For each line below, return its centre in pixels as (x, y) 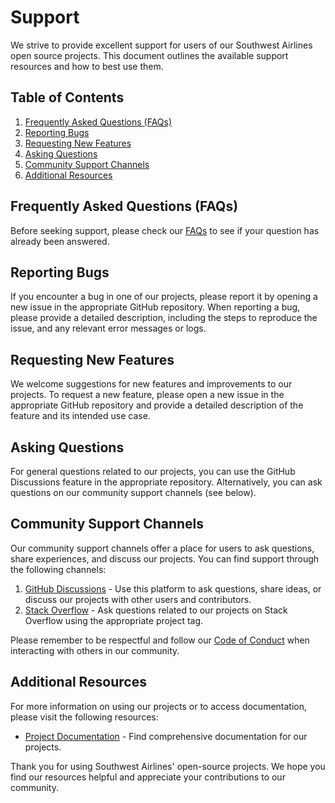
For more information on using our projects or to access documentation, (159, 706)
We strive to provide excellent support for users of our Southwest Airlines (161, 45)
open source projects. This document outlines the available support (149, 55)
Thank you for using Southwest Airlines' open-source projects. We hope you (168, 766)
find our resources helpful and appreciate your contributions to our (148, 777)
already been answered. (60, 241)
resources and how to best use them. (87, 66)
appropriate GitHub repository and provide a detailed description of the (157, 405)
